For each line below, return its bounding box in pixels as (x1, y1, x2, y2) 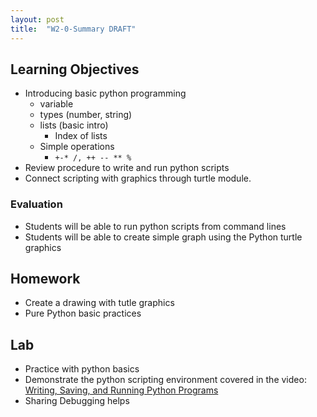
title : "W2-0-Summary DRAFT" (10, 24, 137, 34)
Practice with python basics (24, 363, 140, 375)
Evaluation (10, 197, 63, 211)
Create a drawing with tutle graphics (24, 297, 175, 309)
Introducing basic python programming (24, 87, 187, 100)
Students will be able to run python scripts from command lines (24, 220, 287, 232)
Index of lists (54, 130, 108, 142)
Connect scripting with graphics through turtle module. (24, 172, 252, 185)
